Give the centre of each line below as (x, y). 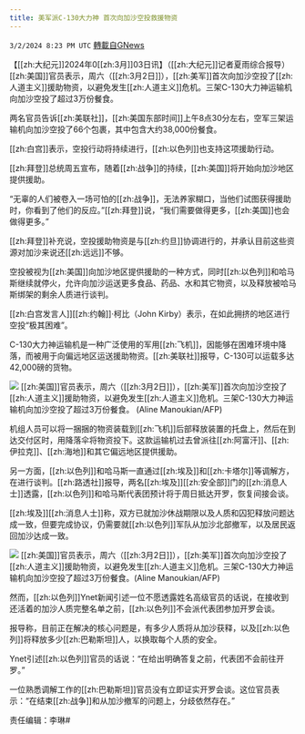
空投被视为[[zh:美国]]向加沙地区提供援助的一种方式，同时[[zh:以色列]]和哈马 (152, 271)
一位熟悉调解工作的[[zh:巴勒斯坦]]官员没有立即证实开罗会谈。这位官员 (141, 689)
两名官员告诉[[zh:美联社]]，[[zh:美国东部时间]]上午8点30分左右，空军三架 (148, 117)
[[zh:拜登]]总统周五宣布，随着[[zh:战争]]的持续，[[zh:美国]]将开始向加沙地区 (152, 168)
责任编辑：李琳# (40, 719)
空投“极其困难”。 (41, 325)
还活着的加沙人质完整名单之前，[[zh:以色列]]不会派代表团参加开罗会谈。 (145, 608)
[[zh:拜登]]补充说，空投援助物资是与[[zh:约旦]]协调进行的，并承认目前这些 (148, 240)
